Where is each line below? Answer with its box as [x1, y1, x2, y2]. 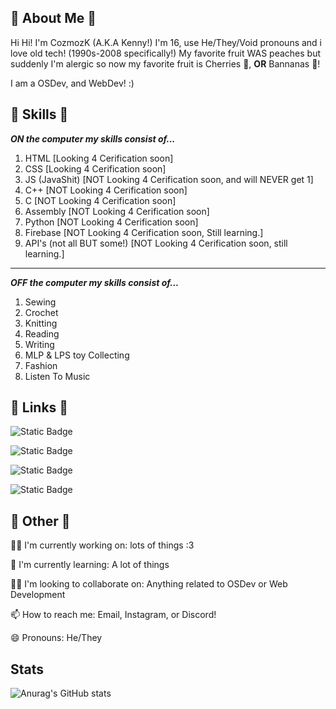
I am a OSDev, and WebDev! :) [10, 77, 135, 89]
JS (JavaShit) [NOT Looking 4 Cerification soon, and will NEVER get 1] [24, 173, 314, 185]
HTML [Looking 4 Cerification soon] [24, 152, 174, 164]
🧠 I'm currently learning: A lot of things [10, 559, 170, 571]
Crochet [24, 306, 59, 318]
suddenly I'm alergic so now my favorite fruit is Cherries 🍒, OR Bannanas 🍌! [10, 57, 321, 70]
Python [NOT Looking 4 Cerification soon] [24, 216, 199, 228]
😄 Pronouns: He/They [10, 632, 103, 644]
